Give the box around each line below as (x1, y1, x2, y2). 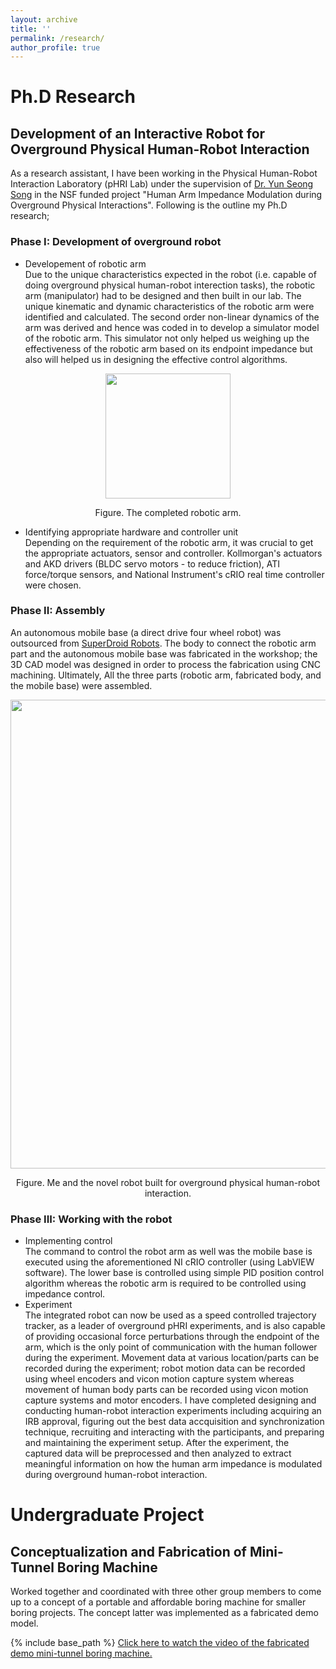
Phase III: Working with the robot (10, 1212, 173, 1226)
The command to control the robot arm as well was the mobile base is (24, 1246, 313, 1258)
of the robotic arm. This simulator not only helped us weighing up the (24, 332, 310, 344)
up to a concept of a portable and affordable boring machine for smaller (10, 1596, 307, 1608)
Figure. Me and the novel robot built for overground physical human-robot (15, 1176, 321, 1188)
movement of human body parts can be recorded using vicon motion (24, 1384, 309, 1396)
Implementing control (24, 1235, 113, 1247)
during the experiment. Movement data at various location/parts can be (24, 1352, 320, 1364)
